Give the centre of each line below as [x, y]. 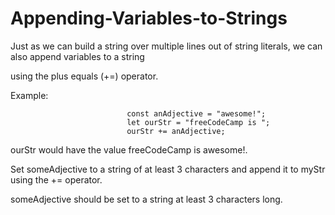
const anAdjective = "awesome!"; [196, 113]
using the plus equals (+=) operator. [84, 76]
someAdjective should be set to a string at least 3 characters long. [146, 199]
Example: [29, 95]
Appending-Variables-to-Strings [149, 18]
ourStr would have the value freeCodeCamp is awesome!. [129, 149]
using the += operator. [56, 179]
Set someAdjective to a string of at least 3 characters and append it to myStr [168, 169]
